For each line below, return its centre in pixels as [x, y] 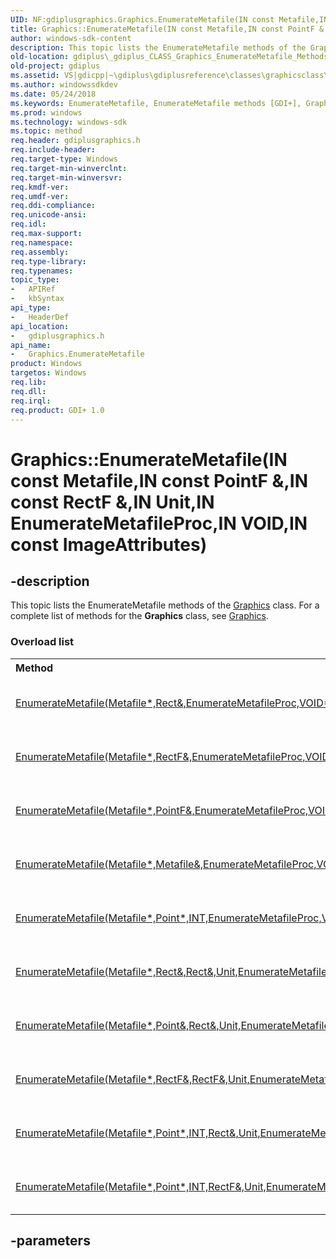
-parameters [50, 1241]
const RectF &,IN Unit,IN [112, 502]
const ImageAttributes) [109, 544]
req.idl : [28, 224]
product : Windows [46, 364]
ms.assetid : [35, 76]
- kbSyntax [37, 299]
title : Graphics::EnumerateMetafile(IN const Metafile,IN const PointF [162, 29]
